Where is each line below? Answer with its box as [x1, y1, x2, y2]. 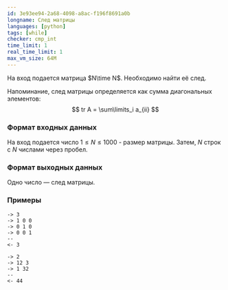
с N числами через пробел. [7, 145, 88, 154]
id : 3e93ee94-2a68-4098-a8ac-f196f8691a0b [7, 10, 130, 17]
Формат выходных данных [7, 163, 103, 172]
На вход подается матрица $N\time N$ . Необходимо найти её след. [7, 74, 207, 82]
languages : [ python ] [7, 23, 67, 30]
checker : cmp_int [7, 36, 57, 43]
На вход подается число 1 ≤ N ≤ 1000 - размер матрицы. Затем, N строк [7, 138, 221, 147]
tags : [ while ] [7, 29, 48, 37]
